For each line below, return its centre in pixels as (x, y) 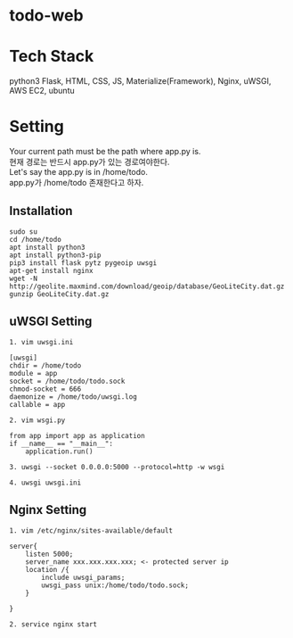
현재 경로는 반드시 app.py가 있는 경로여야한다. (90, 162)
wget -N (24, 278)
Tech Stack (52, 57)
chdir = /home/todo (45, 365)
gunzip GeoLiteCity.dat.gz (59, 294)
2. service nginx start (53, 624)
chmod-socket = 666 (45, 389)
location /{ (47, 569)
